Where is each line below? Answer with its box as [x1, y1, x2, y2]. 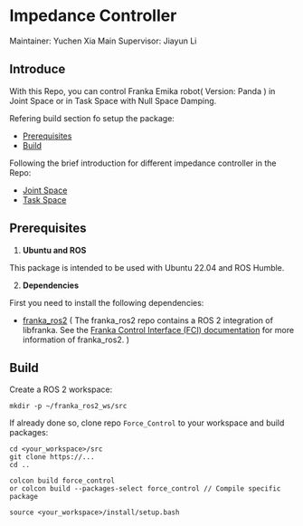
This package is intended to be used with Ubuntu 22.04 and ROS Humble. [9, 262, 285, 273]
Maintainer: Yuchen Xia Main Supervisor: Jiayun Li [9, 35, 197, 46]
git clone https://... [9, 453, 95, 462]
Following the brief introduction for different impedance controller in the [9, 158, 277, 168]
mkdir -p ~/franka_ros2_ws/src [9, 402, 128, 411]
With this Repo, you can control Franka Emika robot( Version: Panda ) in [9, 85, 276, 96]
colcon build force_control [9, 476, 116, 485]
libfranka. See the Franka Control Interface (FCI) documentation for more [22, 324, 295, 335]
